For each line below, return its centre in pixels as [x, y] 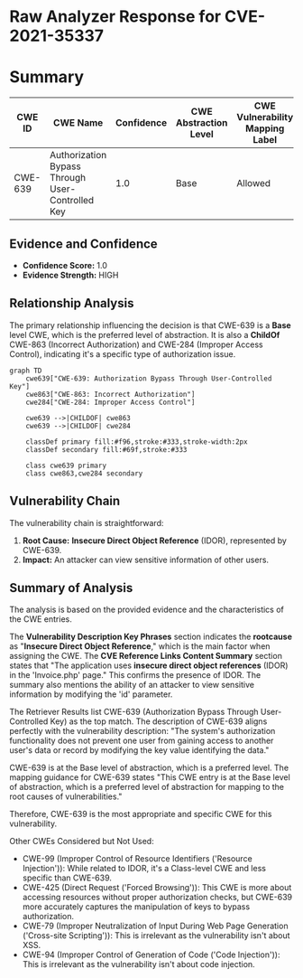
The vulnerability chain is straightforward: [87, 522]
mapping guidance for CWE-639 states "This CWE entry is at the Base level [150, 777]
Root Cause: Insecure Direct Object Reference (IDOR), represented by [154, 541]
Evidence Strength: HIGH [70, 275]
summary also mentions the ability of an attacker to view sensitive [132, 685]
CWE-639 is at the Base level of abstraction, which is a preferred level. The [149, 768]
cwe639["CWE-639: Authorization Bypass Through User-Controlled [149, 378]
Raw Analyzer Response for [115, 17]
